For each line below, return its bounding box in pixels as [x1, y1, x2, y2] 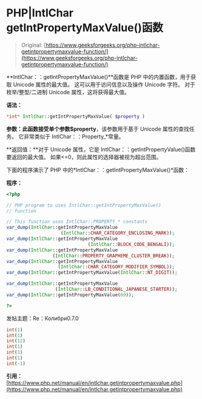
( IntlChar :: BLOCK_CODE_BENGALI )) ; [87, 241, 175, 247]
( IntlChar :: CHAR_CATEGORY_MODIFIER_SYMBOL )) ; [58, 264, 175, 270]
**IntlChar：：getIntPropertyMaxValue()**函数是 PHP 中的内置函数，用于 [6, 73, 191, 80]
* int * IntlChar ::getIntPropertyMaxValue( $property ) [6, 113, 146, 120]
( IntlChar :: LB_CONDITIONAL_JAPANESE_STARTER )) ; [55, 286, 178, 293]
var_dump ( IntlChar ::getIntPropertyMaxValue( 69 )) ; [6, 292, 135, 298]
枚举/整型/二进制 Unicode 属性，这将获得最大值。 [6, 88, 130, 95]
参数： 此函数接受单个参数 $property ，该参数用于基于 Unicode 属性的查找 [6, 125, 190, 132]
